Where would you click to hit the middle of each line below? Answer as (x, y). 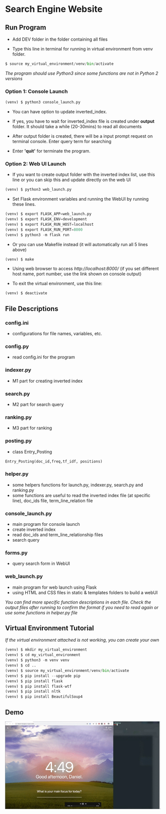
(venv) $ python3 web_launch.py (38, 190)
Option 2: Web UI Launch (36, 163)
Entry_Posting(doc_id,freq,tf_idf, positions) (54, 461)
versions (14, 78)
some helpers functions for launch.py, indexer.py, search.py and (78, 485)
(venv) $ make (20, 259)
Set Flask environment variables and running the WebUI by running (81, 199)
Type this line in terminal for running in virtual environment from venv (83, 49)
